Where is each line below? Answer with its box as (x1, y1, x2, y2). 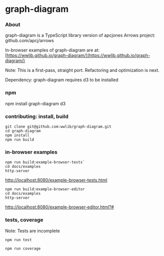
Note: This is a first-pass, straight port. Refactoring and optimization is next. (5, 67, 160, 73)
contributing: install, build (5, 113, 69, 120)
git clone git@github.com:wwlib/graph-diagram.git (5, 124, 112, 129)
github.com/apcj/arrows (5, 38, 54, 44)
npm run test (5, 237, 32, 242)
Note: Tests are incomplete (5, 228, 60, 234)
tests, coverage (5, 216, 43, 223)
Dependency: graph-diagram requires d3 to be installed (5, 77, 119, 83)
